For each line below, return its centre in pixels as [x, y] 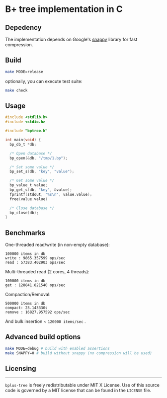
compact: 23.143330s [27, 308]
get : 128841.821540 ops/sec [35, 285]
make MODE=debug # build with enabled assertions [58, 348]
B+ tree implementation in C [64, 9]
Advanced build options [43, 337]
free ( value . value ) [29, 199]
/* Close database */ [32, 208]
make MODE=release [24, 72]
